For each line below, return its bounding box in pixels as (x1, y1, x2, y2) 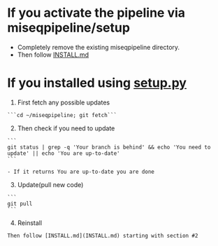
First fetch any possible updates (17, 98, 110, 107)
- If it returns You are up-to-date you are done (7, 168, 155, 175)
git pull (7, 200, 33, 207)
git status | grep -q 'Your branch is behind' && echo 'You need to (7, 144, 211, 151)
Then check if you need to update (17, 124, 115, 132)
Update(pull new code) (17, 180, 84, 189)
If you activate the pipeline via (7, 5, 186, 21)
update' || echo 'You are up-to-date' (7, 149, 120, 157)
